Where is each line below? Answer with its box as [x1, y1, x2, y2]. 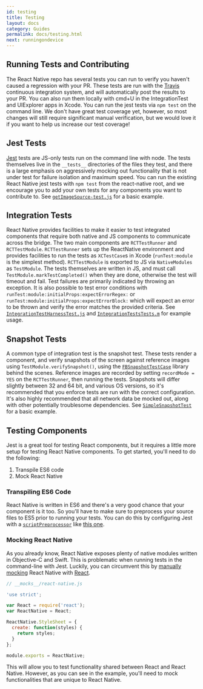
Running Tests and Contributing [6, 59, 129, 70]
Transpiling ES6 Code [6, 487, 72, 496]
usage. [6, 316, 24, 324]
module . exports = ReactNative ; [6, 652, 85, 659]
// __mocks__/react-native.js [6, 581, 83, 587]
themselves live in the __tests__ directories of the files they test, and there [6, 160, 193, 168]
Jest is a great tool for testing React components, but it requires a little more [6, 441, 196, 449]
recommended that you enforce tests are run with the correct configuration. [6, 389, 196, 396]
